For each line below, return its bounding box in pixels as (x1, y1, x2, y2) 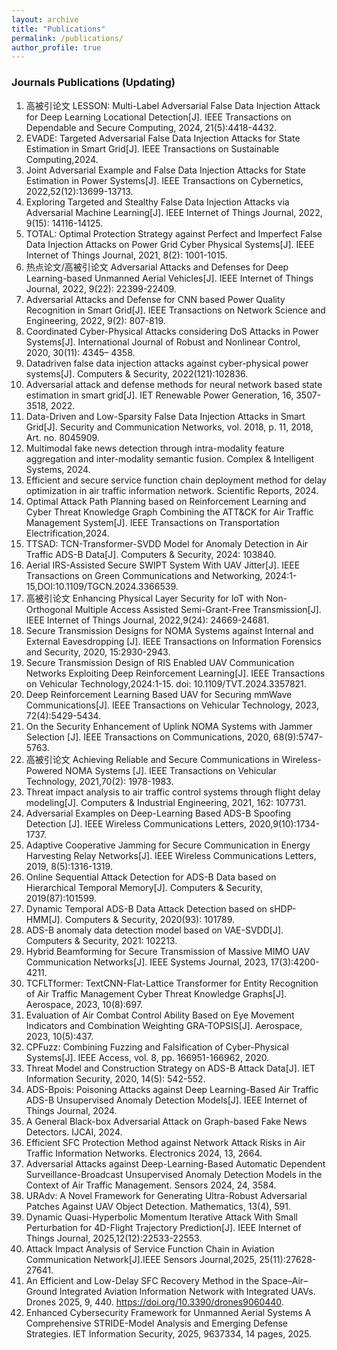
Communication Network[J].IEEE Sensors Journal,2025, (25, 1253, 258, 1265)
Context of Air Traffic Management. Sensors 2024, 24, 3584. (25, 1179, 277, 1191)
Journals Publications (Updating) (11, 76, 176, 90)
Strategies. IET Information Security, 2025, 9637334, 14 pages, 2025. (25, 1327, 312, 1340)
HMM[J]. (25, 913, 63, 925)
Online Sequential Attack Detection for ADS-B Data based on (25, 871, 277, 883)
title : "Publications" (11, 24, 106, 34)
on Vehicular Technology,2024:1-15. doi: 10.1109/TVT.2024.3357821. (25, 677, 307, 690)
